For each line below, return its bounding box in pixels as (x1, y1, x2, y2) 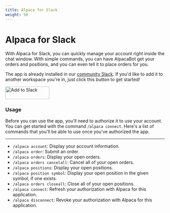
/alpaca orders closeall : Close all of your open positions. (12, 181, 135, 187)
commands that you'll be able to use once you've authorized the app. (5, 129, 150, 135)
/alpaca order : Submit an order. (12, 148, 79, 154)
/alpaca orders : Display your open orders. (12, 154, 101, 160)
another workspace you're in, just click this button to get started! (5, 76, 140, 82)
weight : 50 (5, 12, 28, 17)
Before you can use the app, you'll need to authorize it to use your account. (5, 117, 162, 124)
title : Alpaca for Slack (5, 7, 58, 13)
